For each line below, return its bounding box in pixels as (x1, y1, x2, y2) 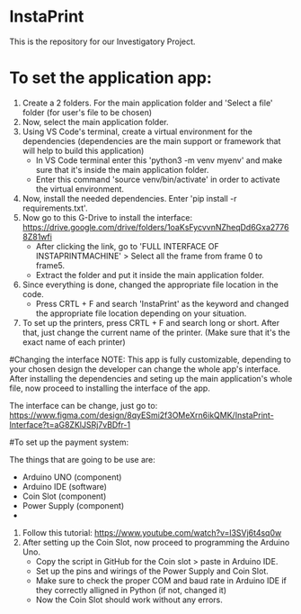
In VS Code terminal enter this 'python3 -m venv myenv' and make (35, 155, 283, 166)
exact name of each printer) (22, 336, 126, 348)
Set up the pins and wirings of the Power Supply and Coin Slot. (35, 565, 270, 576)
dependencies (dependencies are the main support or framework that (22, 135, 281, 146)
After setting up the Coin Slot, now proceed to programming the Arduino (22, 537, 290, 547)
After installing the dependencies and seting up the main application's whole (9, 373, 293, 384)
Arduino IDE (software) (22, 481, 108, 492)
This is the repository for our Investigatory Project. (9, 36, 196, 47)
